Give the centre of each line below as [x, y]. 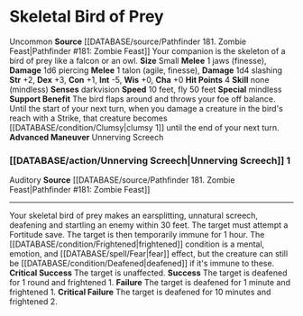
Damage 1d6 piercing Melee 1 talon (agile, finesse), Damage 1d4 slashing [146, 70]
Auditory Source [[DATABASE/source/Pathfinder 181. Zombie [122, 180]
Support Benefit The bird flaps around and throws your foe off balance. [143, 99]
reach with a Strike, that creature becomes [89, 118]
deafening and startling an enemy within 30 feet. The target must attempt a [149, 225]
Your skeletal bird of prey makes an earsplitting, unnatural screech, [134, 216]
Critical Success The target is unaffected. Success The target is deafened [148, 273]
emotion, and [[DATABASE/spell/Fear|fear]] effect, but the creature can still [149, 254]
